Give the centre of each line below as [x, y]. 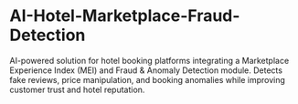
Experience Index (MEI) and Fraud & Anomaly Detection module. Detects [146, 70]
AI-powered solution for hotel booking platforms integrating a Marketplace [149, 60]
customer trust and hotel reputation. [77, 89]
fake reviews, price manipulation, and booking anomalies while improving [148, 79]
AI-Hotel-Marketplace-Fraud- [125, 16]
